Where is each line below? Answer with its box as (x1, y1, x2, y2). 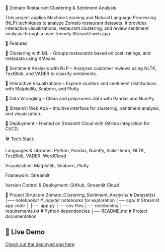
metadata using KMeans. (5, 55, 57, 61)
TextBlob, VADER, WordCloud (5, 153, 66, 159)
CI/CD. (5, 126, 19, 132)
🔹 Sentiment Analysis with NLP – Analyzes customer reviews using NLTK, (5, 66, 157, 71)
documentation (5, 213, 37, 219)
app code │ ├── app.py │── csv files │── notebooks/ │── (5, 203, 129, 209)
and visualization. (5, 111, 42, 116)
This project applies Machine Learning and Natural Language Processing (5, 15, 156, 20)
